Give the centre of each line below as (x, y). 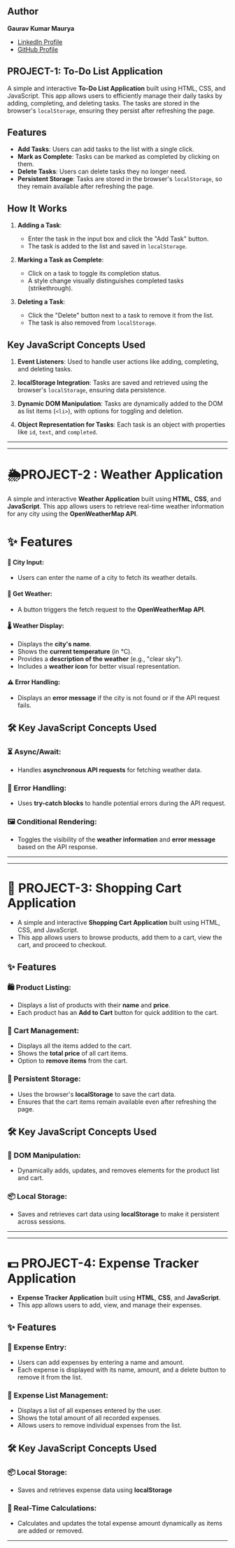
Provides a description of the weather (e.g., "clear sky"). (100, 659)
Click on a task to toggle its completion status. (94, 274)
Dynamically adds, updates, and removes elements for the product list (118, 1170)
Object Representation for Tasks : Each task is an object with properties (121, 425)
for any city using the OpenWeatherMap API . (73, 514)
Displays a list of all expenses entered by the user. (90, 1411)
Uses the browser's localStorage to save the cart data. (97, 1094)
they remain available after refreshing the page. (86, 186)
